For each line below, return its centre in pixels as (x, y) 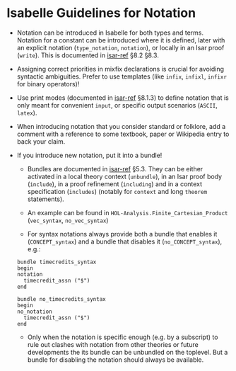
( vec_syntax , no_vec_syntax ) (68, 220)
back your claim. (41, 141)
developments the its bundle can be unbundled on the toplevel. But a (128, 352)
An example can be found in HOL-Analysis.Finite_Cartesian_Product (128, 212)
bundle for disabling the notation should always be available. (116, 360)
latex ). (27, 113)
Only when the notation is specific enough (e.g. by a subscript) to (123, 337)
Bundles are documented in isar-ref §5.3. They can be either (115, 169)
